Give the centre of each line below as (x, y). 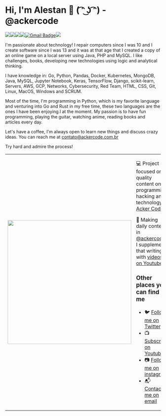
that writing (149, 250)
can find (148, 292)
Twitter (153, 326)
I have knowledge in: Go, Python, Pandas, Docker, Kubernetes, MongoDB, (80, 75)
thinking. (14, 66)
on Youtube (149, 263)
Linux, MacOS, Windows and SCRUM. (44, 91)
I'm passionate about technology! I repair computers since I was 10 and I (79, 45)
